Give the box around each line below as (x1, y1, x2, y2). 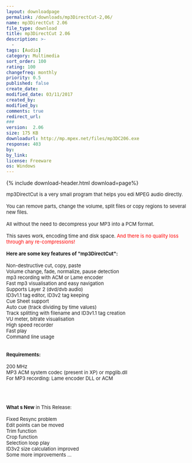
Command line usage (6, 334, 55, 340)
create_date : (6, 86, 39, 92)
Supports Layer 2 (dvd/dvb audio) (6, 286, 83, 293)
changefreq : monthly (6, 69, 58, 75)
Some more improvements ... (6, 452, 72, 458)
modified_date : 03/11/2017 (6, 91, 73, 97)
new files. (6, 209, 29, 215)
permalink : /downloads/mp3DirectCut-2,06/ (6, 14, 113, 20)
